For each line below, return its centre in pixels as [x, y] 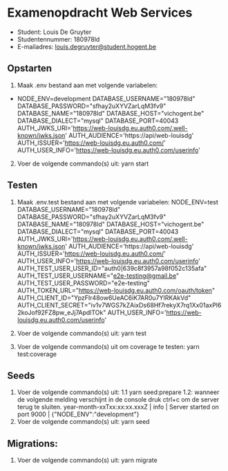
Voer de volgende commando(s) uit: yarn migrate [87, 460]
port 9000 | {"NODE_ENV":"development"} [78, 414]
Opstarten [30, 68]
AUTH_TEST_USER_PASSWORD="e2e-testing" [84, 283]
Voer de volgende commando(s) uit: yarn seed [83, 422]
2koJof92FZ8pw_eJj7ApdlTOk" [61, 312]
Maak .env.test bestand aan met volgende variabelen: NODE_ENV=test [118, 202]
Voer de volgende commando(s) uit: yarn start [83, 163]
